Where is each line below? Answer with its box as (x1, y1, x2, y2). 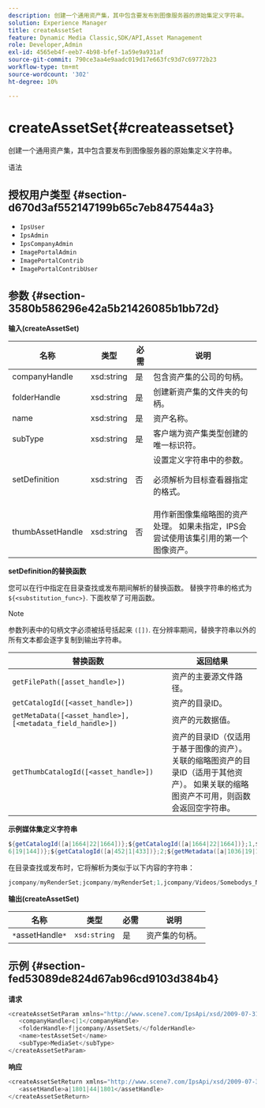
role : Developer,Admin (8, 41, 83, 49)
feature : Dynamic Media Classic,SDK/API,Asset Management (8, 33, 203, 42)
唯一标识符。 (152, 440, 201, 451)
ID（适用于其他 (179, 767, 235, 778)
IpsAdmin (19, 232, 49, 240)
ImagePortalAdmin (19, 248, 77, 257)
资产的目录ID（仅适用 (171, 732, 251, 743)
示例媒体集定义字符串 (8, 824, 77, 834)
